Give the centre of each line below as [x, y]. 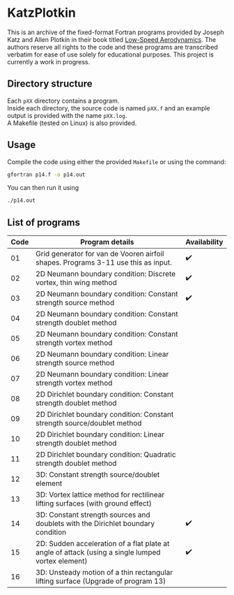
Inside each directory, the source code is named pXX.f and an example [109, 108]
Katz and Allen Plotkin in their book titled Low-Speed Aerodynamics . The [112, 39]
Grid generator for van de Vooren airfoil [100, 254]
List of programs [44, 222]
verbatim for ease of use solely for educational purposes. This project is [111, 54]
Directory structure [50, 84]
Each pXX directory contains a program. [63, 101]
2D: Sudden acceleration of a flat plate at [103, 544]
